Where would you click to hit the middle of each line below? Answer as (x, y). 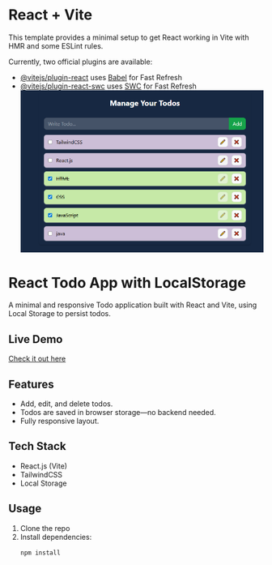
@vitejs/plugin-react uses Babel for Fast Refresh (101, 77)
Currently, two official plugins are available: (81, 62)
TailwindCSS (41, 474)
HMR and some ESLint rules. (56, 45)
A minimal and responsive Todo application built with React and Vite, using (133, 305)
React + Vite (51, 15)
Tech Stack (37, 446)
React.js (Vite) (43, 466)
